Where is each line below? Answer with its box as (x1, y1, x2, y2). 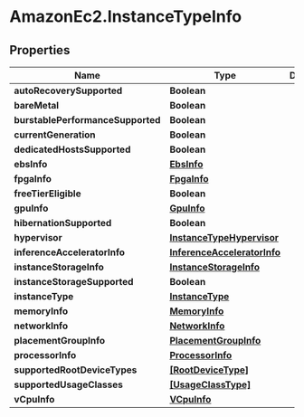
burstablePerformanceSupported (14, 114, 161, 126)
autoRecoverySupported (14, 84, 123, 97)
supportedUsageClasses (14, 378, 124, 391)
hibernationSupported (14, 217, 112, 229)
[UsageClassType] (169, 378, 252, 391)
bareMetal (14, 100, 60, 111)
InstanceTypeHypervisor (169, 232, 279, 243)
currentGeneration (14, 128, 97, 141)
